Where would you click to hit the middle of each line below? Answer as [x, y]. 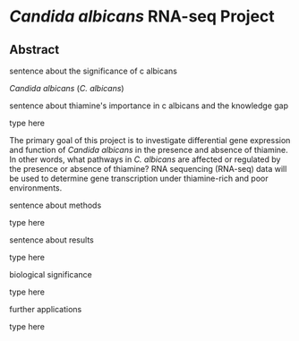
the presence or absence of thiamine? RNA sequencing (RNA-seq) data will [148, 169]
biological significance [51, 274]
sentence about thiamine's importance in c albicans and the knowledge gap [149, 106]
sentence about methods [56, 205]
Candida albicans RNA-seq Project [142, 17]
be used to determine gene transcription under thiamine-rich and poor [139, 178]
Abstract [34, 50]
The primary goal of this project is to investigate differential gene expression [150, 140]
